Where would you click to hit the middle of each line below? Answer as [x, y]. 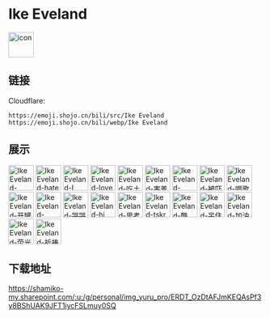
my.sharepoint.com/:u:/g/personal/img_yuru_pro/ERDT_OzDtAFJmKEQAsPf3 [135, 297]
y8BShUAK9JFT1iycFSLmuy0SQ [62, 306]
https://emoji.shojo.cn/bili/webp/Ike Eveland [88, 122]
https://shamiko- [36, 289]
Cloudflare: [27, 100]
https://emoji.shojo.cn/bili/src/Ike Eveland [86, 115]
